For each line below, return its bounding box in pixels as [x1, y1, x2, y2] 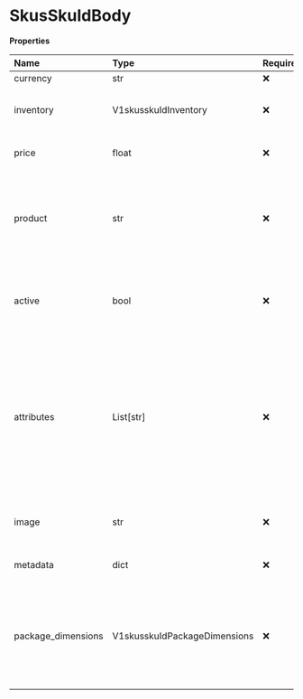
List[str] [112, 410, 146, 423]
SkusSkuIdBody [9, 5, 132, 26]
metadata [14, 558, 54, 571]
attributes [14, 410, 55, 423]
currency [14, 71, 52, 84]
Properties [9, 35, 50, 46]
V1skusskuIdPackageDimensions [112, 629, 254, 642]
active [14, 294, 41, 307]
